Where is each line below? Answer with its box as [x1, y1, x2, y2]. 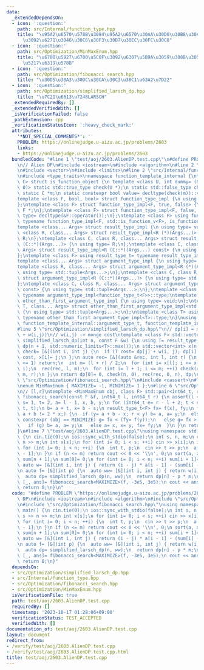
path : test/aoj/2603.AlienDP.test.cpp [12, 598, 110, 604]
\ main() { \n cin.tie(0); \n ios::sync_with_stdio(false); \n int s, [17, 507, 191, 513]
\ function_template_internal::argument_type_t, [17, 320, 143, 326]
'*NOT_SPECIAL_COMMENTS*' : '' [17, 133, 94, 140]
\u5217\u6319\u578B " [22, 60, 75, 66]
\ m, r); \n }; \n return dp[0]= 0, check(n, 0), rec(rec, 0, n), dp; [17, 371, 194, 378]
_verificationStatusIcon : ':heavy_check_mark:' [12, 122, 135, 129]
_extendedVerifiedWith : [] [12, 105, 80, 111]
